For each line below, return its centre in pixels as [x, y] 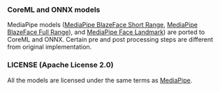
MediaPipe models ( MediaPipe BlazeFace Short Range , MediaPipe [102, 25]
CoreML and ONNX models [54, 10]
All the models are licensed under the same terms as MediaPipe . [100, 80]
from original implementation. [50, 47]
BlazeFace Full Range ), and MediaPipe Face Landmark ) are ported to [106, 32]
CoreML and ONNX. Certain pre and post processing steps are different [110, 40]
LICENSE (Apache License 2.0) [60, 65]
